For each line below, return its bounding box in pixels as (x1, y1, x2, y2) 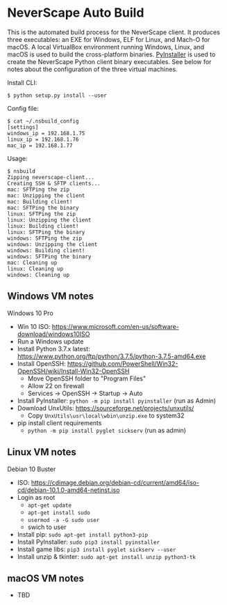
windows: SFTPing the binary (7, 253, 92, 260)
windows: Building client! (7, 247, 85, 254)
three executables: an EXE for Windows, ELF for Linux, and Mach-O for (7, 35, 210, 43)
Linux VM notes (7, 446, 76, 458)
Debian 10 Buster (7, 465, 56, 473)
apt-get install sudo (27, 509, 90, 516)
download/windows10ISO (17, 330, 90, 338)
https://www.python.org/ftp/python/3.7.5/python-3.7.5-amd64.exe (17, 352, 206, 360)
